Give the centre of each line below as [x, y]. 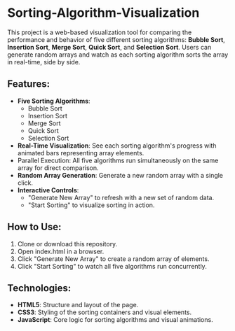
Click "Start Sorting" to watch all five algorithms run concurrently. [112, 266]
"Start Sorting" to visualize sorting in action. [91, 205]
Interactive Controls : [48, 190]
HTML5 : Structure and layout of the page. [78, 305]
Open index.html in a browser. [61, 251]
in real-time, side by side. [44, 62]
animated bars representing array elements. [81, 153]
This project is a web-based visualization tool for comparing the [100, 32]
